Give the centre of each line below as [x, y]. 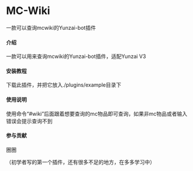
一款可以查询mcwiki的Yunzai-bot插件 [51, 28]
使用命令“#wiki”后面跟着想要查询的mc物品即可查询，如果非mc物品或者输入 [97, 114]
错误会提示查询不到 [29, 121]
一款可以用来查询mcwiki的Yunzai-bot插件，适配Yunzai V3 [76, 56]
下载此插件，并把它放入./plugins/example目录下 [64, 85]
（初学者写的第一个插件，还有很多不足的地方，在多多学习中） [81, 162]
